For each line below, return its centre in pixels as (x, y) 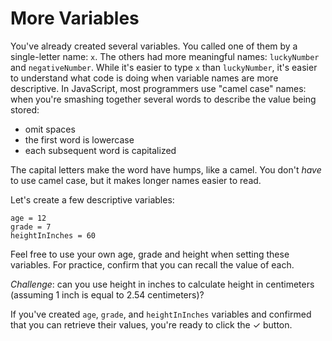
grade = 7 (31, 227)
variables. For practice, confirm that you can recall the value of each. (152, 264)
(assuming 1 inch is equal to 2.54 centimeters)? (107, 294)
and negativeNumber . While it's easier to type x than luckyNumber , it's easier (164, 67)
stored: (25, 109)
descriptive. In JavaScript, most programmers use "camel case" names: (158, 88)
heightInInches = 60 (53, 235)
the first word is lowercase (79, 139)
